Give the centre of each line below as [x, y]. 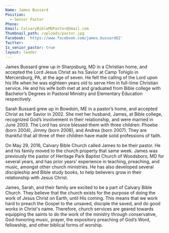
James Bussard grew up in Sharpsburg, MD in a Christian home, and [76, 67]
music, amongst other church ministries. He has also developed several [79, 167]
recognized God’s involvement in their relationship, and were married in [79, 119]
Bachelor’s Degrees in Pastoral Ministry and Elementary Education [74, 94]
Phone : [12, 24]
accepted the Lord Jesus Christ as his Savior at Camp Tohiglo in [72, 72]
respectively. [18, 99]
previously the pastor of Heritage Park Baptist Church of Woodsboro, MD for [85, 156]
